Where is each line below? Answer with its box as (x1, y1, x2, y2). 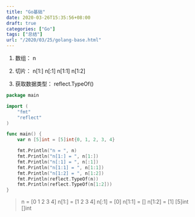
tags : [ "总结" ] (6, 32, 43, 38)
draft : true (6, 20, 36, 26)
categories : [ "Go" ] (6, 25, 56, 32)
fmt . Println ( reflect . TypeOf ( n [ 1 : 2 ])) (17, 181, 113, 188)
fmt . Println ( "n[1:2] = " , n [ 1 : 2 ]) (17, 170, 104, 176)
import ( (6, 103, 28, 109)
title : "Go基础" (6, 8, 45, 15)
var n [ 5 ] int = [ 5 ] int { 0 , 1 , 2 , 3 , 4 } (17, 137, 115, 143)
